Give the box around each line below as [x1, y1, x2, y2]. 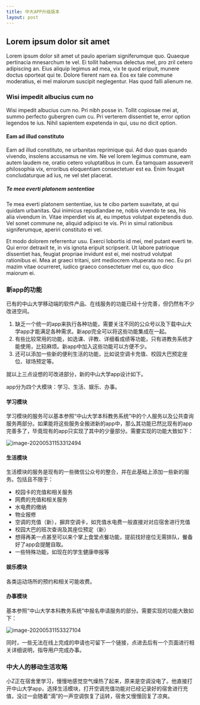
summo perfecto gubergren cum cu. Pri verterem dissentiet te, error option [6, 113, 191, 120]
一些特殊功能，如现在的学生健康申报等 [14, 549, 109, 556]
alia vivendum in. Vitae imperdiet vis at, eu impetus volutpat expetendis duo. [6, 213, 194, 220]
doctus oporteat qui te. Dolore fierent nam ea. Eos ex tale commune [6, 71, 173, 78]
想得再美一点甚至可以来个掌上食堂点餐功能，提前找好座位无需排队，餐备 [14, 534, 193, 541]
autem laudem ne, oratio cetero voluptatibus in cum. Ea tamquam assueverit [6, 159, 193, 166]
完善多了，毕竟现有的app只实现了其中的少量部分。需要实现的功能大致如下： [6, 428, 194, 435]
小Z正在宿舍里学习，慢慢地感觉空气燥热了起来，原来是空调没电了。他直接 [6, 677, 187, 685]
